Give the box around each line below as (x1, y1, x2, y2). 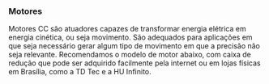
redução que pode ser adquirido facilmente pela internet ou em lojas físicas (8, 58, 261, 68)
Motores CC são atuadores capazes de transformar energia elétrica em (8, 24, 246, 34)
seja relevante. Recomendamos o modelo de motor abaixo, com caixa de (8, 50, 251, 60)
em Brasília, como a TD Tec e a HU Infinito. (8, 67, 152, 77)
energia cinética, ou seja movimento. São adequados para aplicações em (8, 32, 253, 42)
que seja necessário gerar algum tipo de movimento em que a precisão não (8, 41, 261, 51)
